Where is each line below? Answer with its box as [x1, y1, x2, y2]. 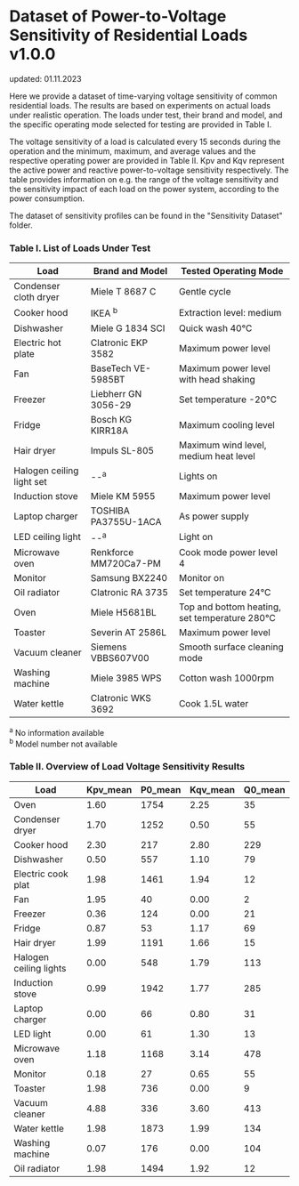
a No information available [9, 725, 105, 738]
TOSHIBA [90, 504, 131, 517]
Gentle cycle [178, 286, 231, 298]
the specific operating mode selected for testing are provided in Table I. [9, 118, 272, 130]
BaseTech [90, 362, 132, 375]
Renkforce [90, 545, 134, 558]
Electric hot [13, 336, 61, 349]
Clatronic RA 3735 [90, 585, 169, 598]
